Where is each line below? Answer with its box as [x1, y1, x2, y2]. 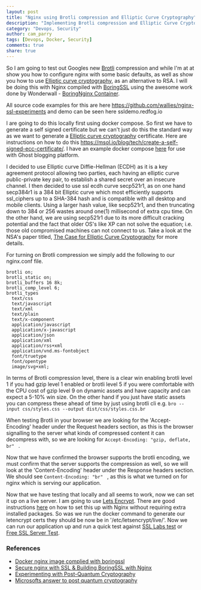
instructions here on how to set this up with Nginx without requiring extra [6, 504, 186, 511]
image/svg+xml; [11, 364, 50, 370]
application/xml [11, 337, 52, 343]
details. [6, 239, 25, 247]
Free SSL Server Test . [6, 529, 60, 536]
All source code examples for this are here [6, 101, 111, 109]
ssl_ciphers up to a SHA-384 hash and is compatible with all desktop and [6, 194, 187, 202]
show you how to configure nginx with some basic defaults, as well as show [6, 70, 193, 78]
